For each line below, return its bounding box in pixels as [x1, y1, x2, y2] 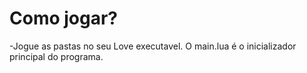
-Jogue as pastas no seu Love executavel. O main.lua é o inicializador [9, 40, 297, 52]
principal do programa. [9, 50, 104, 62]
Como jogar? [9, 7, 119, 30]
